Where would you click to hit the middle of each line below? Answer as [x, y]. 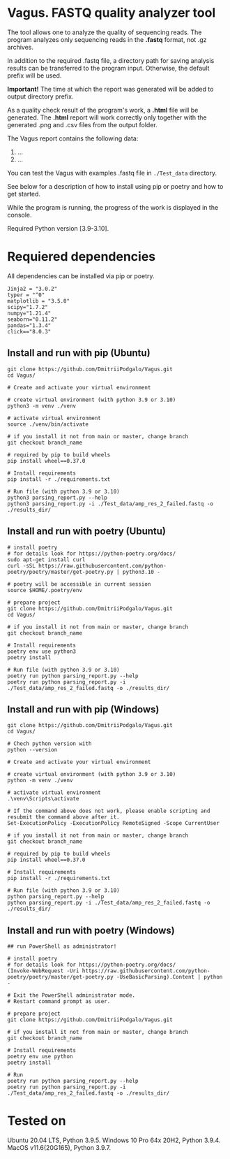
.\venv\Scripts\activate [43, 799]
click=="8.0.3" [29, 331]
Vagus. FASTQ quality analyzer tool [112, 13]
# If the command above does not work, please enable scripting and [109, 811]
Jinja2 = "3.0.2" [32, 289]
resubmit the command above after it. [63, 817]
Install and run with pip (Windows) [83, 709]
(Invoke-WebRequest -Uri [43, 971]
